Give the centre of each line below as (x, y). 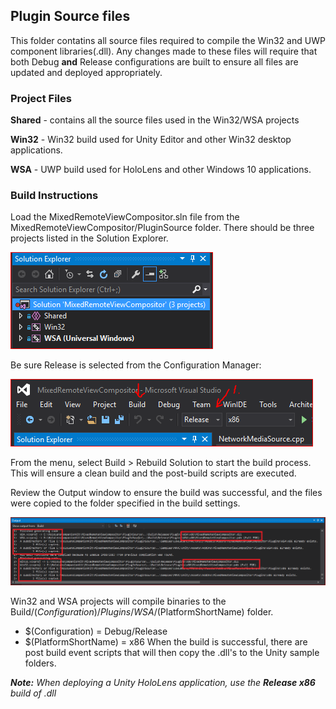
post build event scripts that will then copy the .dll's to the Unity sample (172, 653)
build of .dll (33, 693)
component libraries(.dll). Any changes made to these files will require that (164, 51)
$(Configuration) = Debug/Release (96, 631)
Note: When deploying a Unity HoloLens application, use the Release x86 (163, 683)
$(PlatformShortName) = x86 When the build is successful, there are (166, 642)
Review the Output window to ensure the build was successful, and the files (166, 493)
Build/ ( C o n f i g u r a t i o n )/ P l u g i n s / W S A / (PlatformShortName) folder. (142, 612)
